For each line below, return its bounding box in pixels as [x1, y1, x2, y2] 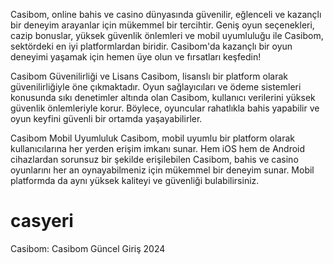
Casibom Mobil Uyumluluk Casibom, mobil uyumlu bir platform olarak [10, 132, 296, 144]
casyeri [10, 210, 74, 233]
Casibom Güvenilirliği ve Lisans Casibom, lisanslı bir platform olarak [10, 70, 289, 82]
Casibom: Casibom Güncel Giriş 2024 [10, 242, 166, 254]
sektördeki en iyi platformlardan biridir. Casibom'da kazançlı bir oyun [10, 40, 293, 52]
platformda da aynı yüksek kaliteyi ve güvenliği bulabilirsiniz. [10, 175, 260, 186]
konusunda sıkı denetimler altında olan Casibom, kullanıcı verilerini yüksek [10, 92, 316, 103]
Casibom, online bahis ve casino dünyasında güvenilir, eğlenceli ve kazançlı [10, 9, 322, 20]
